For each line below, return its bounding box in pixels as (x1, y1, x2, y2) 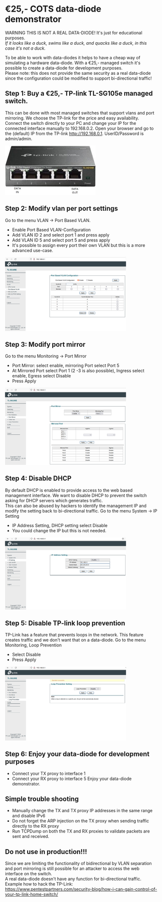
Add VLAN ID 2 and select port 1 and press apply (12, 232, 110, 238)
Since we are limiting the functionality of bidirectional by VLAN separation (5, 861, 152, 867)
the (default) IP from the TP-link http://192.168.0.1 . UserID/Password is (5, 130, 144, 136)
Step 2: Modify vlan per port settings (5, 204, 118, 213)
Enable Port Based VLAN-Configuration (12, 227, 91, 233)
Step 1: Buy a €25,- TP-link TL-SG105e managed (5, 89, 153, 98)
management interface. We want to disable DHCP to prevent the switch (5, 492, 147, 498)
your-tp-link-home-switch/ (5, 891, 59, 897)
